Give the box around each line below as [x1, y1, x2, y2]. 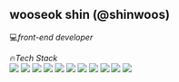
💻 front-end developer [9, 32, 94, 42]
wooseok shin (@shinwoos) [9, 7, 171, 23]
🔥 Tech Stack [9, 52, 58, 63]
